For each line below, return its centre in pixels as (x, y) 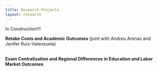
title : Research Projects (32, 10)
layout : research (23, 14)
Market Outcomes (24, 64)
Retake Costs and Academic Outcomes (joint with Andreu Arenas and (78, 38)
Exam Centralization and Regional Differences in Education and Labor (79, 58)
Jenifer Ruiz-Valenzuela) (31, 43)
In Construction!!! (23, 28)
